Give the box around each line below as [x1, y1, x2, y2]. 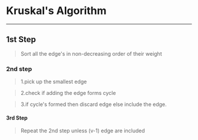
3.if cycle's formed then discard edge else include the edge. [20, 101, 167, 108]
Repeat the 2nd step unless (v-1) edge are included [20, 127, 146, 134]
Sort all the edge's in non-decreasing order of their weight [20, 50, 162, 57]
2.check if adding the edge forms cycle [20, 90, 116, 97]
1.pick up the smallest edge [20, 78, 87, 86]
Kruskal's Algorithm [6, 4, 107, 18]
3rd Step [6, 114, 28, 121]
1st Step [6, 35, 37, 45]
